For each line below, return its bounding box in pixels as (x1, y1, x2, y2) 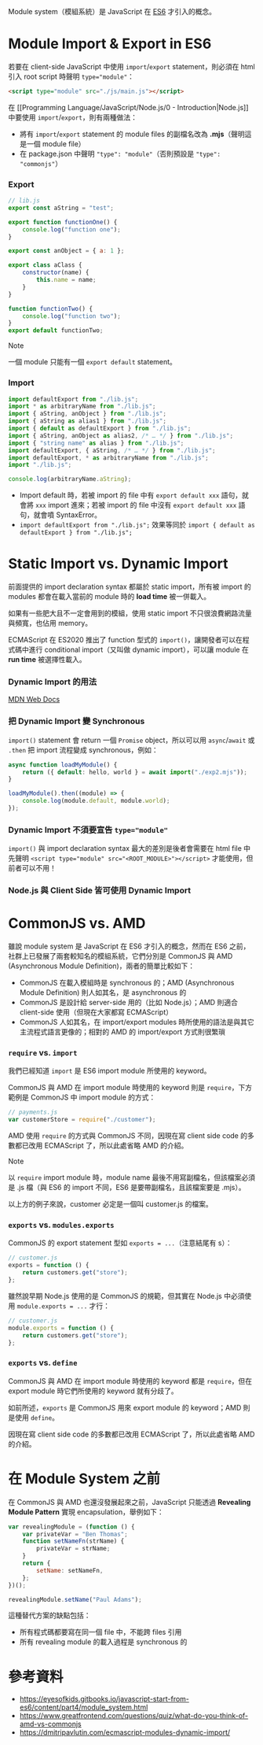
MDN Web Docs (8, 695, 60, 704)
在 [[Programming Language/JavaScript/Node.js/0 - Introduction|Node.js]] (8, 102, 249, 112)
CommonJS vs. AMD (8, 915, 146, 933)
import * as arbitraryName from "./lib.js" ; (8, 402, 156, 411)
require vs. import (8, 1048, 78, 1059)
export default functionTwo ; (8, 327, 104, 335)
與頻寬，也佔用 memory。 (8, 619, 93, 628)
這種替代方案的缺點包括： (8, 1610, 91, 1620)
